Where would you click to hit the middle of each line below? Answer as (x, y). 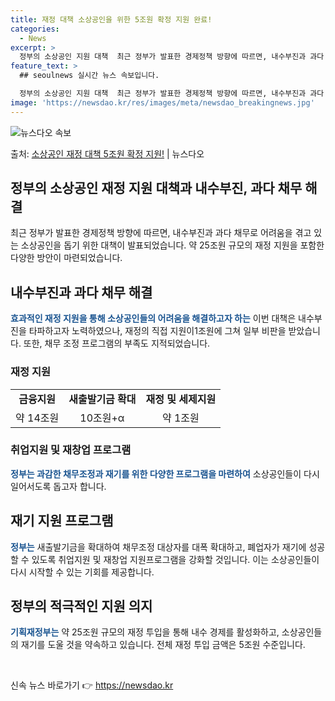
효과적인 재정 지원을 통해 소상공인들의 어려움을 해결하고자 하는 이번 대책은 (153, 318)
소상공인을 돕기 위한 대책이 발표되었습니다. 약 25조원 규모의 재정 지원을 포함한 (172, 245)
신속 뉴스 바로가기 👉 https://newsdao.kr (92, 685)
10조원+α (102, 418)
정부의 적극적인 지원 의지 (81, 606)
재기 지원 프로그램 (62, 521)
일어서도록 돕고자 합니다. (58, 486)
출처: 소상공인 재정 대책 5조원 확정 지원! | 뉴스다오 (107, 153)
